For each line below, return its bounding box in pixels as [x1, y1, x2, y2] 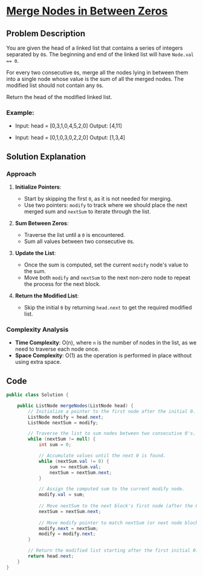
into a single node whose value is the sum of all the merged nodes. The [6, 76, 184, 82]
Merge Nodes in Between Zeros [6, 4, 168, 18]
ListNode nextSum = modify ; [28, 419, 98, 426]
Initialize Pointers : [14, 183, 62, 190]
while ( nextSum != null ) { [28, 436, 96, 442]
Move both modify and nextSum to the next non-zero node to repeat [24, 274, 190, 281]
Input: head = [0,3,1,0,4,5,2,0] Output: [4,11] [14, 122, 123, 129]
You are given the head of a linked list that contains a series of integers [6, 44, 183, 51]
